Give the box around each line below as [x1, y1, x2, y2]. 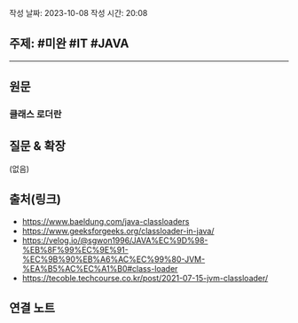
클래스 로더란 [9, 108, 62, 121]
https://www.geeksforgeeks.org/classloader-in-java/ [21, 225, 215, 236]
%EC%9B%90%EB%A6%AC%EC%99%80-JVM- [21, 254, 206, 264]
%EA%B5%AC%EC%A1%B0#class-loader [21, 263, 178, 273]
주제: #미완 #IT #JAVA [9, 36, 129, 51]
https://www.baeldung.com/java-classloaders [21, 216, 190, 226]
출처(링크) [9, 192, 62, 207]
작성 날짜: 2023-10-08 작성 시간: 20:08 [9, 8, 148, 18]
